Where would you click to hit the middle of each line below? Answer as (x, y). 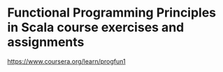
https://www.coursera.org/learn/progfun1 (66, 61)
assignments (46, 42)
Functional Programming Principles (112, 13)
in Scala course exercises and (96, 27)
